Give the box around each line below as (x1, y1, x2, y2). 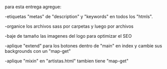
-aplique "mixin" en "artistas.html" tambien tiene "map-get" (5, 58, 129, 64)
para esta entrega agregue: (5, 4, 62, 10)
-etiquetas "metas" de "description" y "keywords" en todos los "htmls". (5, 14, 153, 19)
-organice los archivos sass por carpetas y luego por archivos (5, 23, 134, 29)
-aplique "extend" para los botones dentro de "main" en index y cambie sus (5, 43, 162, 49)
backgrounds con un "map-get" (5, 48, 71, 54)
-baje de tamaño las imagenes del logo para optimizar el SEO (5, 33, 132, 39)
